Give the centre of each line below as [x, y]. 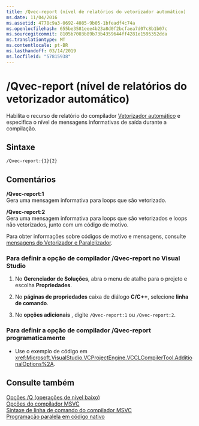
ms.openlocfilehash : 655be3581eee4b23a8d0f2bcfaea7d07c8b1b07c [87, 29]
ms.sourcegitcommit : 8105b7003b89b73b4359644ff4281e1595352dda [87, 34]
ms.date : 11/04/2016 [32, 17]
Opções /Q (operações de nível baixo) [53, 397]
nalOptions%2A [34, 364]
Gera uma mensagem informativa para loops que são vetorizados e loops [97, 218]
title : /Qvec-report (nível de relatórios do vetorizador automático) [96, 12]
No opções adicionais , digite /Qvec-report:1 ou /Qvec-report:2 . [95, 315]
